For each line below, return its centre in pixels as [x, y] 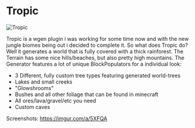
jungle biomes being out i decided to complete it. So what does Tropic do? [97, 45]
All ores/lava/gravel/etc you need [55, 100]
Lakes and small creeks [43, 82]
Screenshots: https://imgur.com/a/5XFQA [57, 118]
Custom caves [32, 107]
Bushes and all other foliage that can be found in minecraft [87, 94]
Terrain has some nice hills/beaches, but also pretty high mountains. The [95, 57]
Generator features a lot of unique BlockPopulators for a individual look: [94, 64]
